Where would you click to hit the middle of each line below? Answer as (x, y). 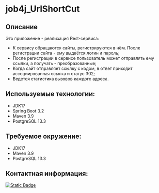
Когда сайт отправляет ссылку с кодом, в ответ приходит (72, 68)
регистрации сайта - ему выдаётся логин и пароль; (66, 53)
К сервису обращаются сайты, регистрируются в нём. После (76, 48)
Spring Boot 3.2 (28, 111)
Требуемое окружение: (44, 137)
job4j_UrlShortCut (43, 9)
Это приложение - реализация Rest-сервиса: (52, 38)
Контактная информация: (47, 174)
